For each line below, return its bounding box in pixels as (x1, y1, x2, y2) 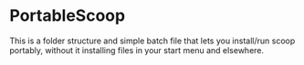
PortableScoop (9, 5, 126, 26)
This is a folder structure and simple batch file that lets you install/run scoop (9, 35, 296, 46)
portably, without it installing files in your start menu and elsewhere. (9, 44, 265, 55)
